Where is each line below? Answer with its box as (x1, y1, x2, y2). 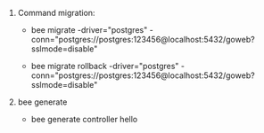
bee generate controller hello (30, 114, 138, 124)
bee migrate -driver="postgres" (30, 25, 148, 35)
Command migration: (17, 8, 95, 18)
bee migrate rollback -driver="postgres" (30, 61, 179, 71)
